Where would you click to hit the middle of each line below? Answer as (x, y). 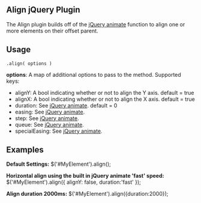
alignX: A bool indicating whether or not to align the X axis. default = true (105, 99)
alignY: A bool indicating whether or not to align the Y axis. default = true (104, 92)
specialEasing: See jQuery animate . (58, 131)
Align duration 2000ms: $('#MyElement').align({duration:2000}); (87, 194)
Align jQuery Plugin (43, 10)
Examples (25, 150)
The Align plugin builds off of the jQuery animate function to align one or (96, 24)
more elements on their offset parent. (52, 31)
